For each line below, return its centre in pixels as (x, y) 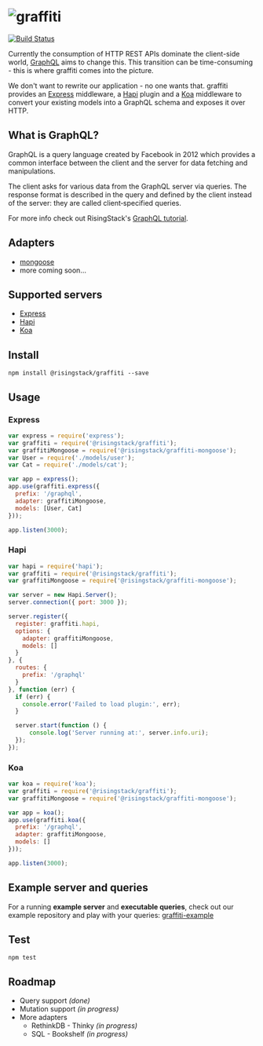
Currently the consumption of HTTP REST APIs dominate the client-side (124, 53)
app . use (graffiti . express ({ (54, 487)
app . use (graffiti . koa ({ (47, 820)
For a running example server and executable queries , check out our (121, 906)
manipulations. (32, 171)
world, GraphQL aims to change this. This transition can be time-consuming (131, 62)
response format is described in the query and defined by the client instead (130, 194)
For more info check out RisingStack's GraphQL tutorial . (98, 218)
